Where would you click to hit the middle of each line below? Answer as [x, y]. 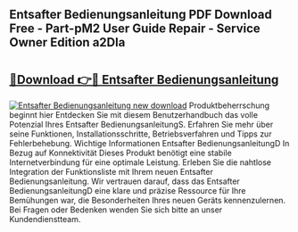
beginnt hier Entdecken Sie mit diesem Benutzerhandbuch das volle [134, 115]
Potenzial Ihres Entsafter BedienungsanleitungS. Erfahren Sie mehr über [141, 124]
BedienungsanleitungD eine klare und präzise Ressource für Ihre [128, 191]
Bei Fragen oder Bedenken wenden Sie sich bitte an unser [116, 210]
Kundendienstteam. [45, 219]
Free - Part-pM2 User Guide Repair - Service [135, 29]
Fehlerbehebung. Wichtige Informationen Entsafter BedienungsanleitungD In [149, 143]
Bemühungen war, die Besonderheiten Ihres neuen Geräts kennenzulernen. [148, 200]
